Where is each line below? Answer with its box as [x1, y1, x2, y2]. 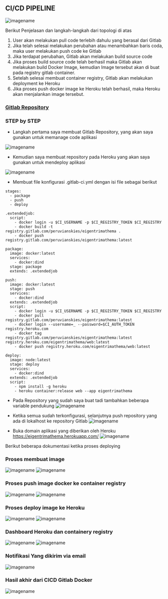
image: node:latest [10, 358, 51, 363]
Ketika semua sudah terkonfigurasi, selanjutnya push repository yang [12, 413, 157, 419]
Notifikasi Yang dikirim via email [5, 552, 86, 559]
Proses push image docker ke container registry [5, 480, 126, 487]
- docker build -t [14, 224, 53, 230]
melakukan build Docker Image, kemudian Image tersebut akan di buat [12, 64, 160, 70]
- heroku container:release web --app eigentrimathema [14, 389, 133, 394]
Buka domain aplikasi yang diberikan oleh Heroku [12, 428, 116, 434]
